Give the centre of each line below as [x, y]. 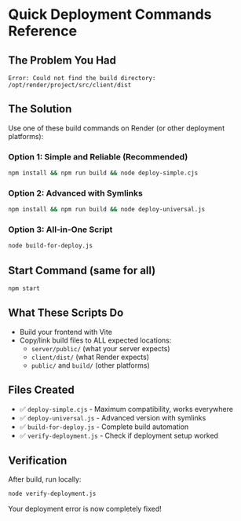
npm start [24, 288]
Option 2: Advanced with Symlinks [75, 193]
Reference [42, 31]
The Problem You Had [62, 60]
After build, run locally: [45, 479]
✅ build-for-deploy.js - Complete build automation [104, 427]
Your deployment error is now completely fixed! [85, 509]
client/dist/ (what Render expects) [90, 357]
